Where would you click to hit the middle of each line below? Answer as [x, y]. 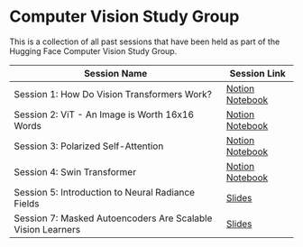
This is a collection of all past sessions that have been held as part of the [145, 41]
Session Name [116, 73]
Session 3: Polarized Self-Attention [89, 146]
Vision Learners [47, 229]
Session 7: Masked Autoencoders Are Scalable [113, 218]
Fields [27, 203]
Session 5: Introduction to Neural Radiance [105, 192]
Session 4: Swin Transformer [75, 171]
